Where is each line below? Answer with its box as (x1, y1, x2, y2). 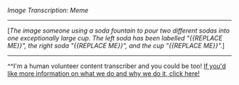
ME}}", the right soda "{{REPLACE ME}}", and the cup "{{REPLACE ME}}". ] (7, 42, 225, 50)
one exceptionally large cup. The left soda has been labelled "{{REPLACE (7, 34, 223, 42)
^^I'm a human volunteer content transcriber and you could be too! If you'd (7, 62, 226, 70)
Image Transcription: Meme (7, 6, 89, 14)
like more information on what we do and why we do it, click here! (7, 69, 201, 77)
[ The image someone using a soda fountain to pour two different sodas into (7, 26, 230, 35)
